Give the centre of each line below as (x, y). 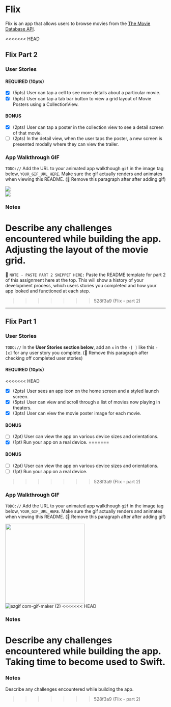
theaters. (22, 408)
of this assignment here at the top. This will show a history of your (75, 280)
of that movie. (27, 133)
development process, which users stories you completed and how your (81, 286)
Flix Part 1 (21, 322)
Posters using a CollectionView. (46, 104)
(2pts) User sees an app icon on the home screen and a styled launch (86, 391)
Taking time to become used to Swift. (85, 662)
